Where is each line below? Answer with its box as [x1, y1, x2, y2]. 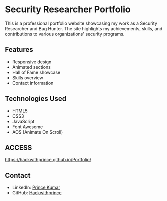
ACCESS [5, 143, 32, 152]
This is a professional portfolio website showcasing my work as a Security [5, 20, 157, 26]
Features [5, 45, 33, 54]
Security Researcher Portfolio [5, 4, 131, 15]
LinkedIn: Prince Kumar [12, 184, 61, 191]
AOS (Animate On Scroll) [12, 129, 63, 135]
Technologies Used [5, 94, 66, 103]
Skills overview [12, 74, 43, 81]
